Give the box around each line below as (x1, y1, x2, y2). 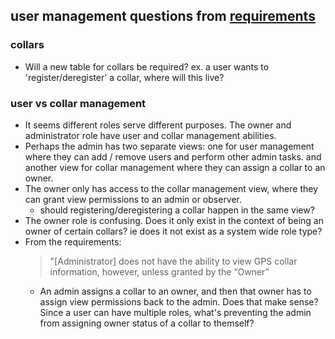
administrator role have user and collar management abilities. (24, 129, 277, 141)
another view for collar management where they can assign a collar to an (24, 161, 326, 173)
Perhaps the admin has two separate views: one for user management (24, 140, 315, 152)
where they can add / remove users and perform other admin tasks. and (24, 150, 322, 163)
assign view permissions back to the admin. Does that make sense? (39, 295, 319, 308)
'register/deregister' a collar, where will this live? (24, 71, 225, 83)
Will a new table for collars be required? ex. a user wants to (24, 60, 270, 73)
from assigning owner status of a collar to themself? (39, 317, 255, 329)
